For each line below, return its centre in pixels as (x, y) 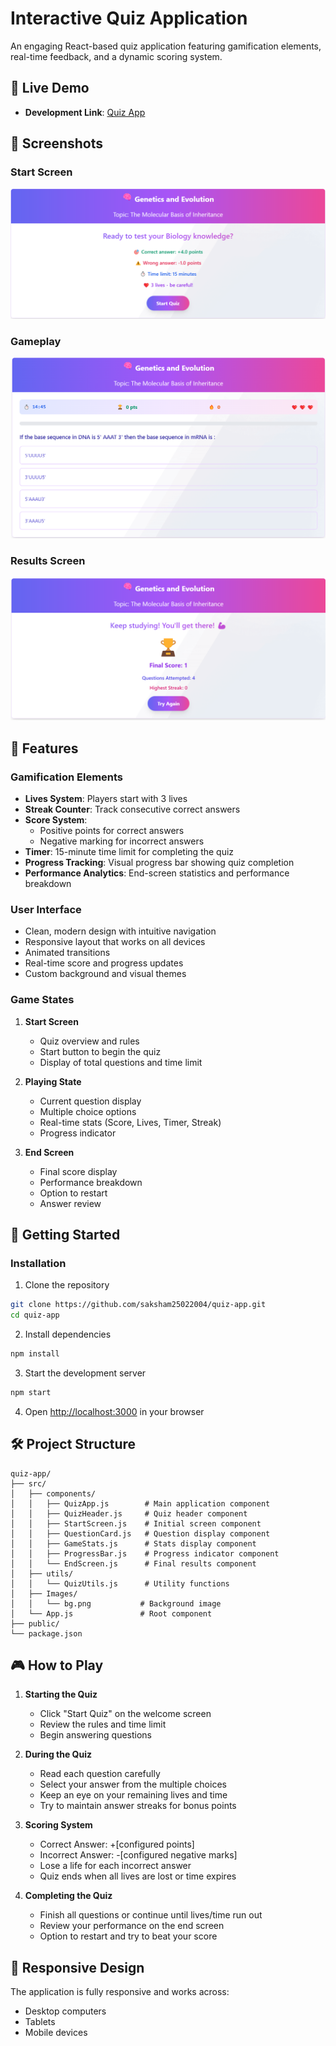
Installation (38, 1263)
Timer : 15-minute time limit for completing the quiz (129, 851)
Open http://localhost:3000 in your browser (114, 1411)
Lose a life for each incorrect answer (115, 1866)
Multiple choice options (88, 1111)
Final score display (78, 1171)
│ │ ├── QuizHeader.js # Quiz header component (129, 1513)
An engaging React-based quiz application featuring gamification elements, (166, 46)
